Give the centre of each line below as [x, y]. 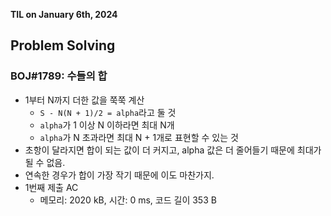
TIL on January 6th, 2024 [64, 14]
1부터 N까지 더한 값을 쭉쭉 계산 [84, 100]
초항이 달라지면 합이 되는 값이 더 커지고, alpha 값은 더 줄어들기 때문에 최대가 [173, 150]
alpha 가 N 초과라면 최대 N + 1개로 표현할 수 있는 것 [139, 137]
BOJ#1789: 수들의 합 [59, 76]
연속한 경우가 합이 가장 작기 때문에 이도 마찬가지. [119, 175]
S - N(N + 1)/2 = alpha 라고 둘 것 [108, 112]
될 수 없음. [45, 162]
